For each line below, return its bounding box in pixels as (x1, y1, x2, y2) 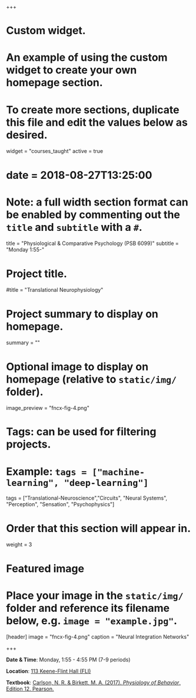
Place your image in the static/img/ (6, 589, 184, 602)
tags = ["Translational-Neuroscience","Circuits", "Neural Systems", (6, 494, 168, 502)
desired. (6, 128, 48, 142)
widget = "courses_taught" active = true (6, 148, 104, 155)
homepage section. (6, 76, 103, 89)
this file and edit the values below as (6, 116, 188, 129)
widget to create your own (6, 63, 137, 77)
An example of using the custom (6, 51, 168, 64)
